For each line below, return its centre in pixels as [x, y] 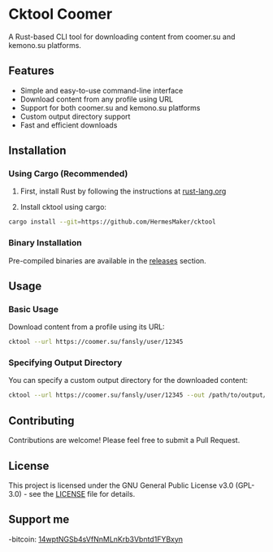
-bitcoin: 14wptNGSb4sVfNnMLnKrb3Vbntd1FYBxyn [96, 539]
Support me [39, 520]
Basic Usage [34, 309]
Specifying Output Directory [65, 363]
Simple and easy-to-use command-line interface [102, 90]
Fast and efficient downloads [69, 125]
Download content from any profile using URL [96, 99]
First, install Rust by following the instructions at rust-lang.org [123, 191]
